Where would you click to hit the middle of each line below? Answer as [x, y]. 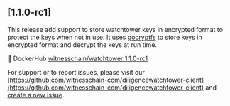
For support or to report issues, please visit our [76, 72]
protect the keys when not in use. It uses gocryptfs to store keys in [105, 37]
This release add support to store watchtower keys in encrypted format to [115, 29]
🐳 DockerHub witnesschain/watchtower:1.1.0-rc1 [78, 58]
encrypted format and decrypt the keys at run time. [82, 44]
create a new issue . [36, 95]
